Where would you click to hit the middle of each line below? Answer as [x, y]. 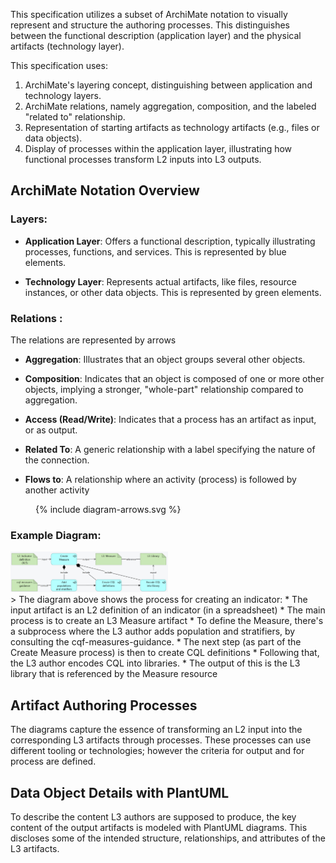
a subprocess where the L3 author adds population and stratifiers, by [153, 631]
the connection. [57, 460]
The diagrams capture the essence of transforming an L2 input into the [156, 730]
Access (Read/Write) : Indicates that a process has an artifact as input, [170, 419]
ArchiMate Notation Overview [105, 190]
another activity [57, 490]
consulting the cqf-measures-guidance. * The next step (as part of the [156, 642]
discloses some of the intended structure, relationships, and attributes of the [168, 838]
